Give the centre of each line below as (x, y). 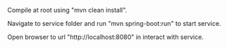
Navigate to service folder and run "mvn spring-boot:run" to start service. (114, 23)
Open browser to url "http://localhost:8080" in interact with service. (106, 37)
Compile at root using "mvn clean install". (67, 10)
